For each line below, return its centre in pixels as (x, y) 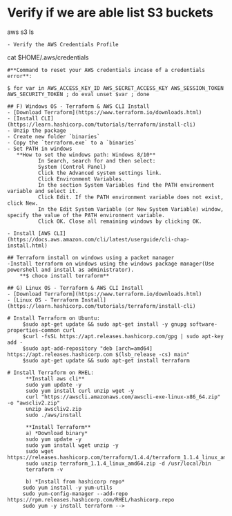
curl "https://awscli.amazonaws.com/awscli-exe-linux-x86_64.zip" (123, 397)
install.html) (28, 246)
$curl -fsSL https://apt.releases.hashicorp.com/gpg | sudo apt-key (123, 336)
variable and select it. (43, 191)
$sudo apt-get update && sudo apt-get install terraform (106, 360)
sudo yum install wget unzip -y (72, 445)
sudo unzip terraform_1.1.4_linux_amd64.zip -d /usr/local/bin (118, 463)
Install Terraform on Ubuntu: (57, 318)
